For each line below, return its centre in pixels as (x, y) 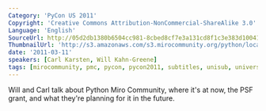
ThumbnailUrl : (32, 45)
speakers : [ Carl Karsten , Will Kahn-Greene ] (83, 60)
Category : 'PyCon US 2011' (53, 15)
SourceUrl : (26, 38)
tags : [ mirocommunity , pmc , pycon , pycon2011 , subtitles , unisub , (120, 67)
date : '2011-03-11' (40, 52)
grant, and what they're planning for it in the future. (92, 98)
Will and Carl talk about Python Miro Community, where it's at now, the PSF (131, 90)
